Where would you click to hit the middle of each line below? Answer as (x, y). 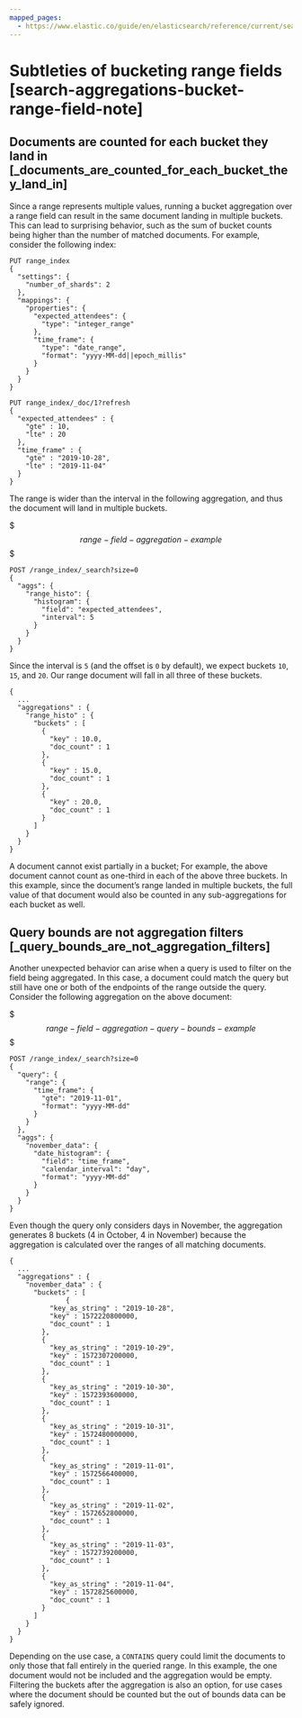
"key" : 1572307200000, (94, 1356)
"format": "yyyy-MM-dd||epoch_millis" (114, 355)
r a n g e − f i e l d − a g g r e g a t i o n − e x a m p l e (151, 539)
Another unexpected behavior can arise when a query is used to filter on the (151, 968)
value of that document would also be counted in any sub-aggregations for (148, 895)
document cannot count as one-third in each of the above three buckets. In (148, 876)
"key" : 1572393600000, (94, 1395)
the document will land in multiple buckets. (89, 508)
